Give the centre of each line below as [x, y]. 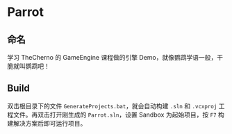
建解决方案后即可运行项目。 [47, 123]
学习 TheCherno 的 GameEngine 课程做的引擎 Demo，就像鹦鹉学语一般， [112, 57]
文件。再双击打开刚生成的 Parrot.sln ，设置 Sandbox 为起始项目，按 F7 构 [118, 115]
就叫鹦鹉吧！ [31, 66]
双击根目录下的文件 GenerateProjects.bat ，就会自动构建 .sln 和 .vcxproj [112, 106]
